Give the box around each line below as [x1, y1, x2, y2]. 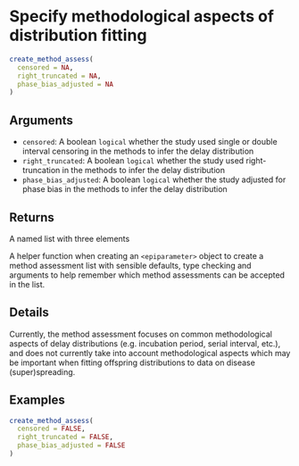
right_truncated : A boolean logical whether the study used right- [21, 155, 267, 166]
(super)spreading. [9, 366, 76, 377]
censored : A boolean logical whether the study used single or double [21, 137, 278, 147]
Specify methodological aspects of [9, 6, 275, 27]
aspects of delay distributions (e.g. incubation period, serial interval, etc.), [9, 337, 281, 349]
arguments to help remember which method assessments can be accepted [9, 270, 286, 280]
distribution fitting [9, 25, 147, 46]
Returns [9, 210, 55, 225]
